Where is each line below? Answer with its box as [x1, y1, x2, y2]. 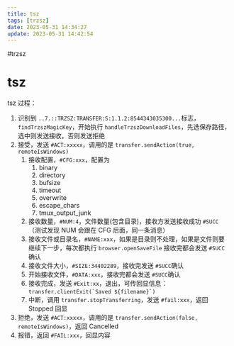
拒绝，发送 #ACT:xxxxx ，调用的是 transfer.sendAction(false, [17, 313, 199, 322]
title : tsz [7, 10, 40, 18]
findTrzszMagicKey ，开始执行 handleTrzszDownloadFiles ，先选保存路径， [17, 123, 231, 131]
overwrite [38, 194, 67, 202]
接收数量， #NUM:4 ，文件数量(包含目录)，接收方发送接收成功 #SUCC [28, 217, 219, 225]
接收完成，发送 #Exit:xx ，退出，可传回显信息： [28, 279, 168, 288]
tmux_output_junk [38, 208, 91, 217]
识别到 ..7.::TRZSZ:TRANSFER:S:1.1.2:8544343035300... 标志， [17, 114, 200, 123]
